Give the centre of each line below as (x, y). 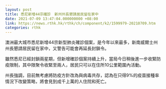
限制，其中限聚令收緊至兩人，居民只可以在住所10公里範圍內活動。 (77, 65)
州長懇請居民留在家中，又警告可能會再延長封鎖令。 (57, 48)
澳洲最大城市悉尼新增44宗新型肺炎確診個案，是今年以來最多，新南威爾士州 (82, 43)
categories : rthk (23, 28)
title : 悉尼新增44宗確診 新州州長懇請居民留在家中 (52, 14)
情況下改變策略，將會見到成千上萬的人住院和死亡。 (57, 82)
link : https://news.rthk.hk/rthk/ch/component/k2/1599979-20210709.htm (80, 23)
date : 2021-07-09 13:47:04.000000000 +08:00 (52, 19)
